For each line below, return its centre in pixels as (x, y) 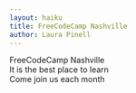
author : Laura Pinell (50, 34)
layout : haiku (36, 18)
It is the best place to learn (59, 70)
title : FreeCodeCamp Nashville (68, 26)
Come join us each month (58, 79)
